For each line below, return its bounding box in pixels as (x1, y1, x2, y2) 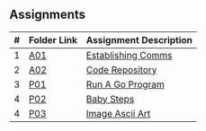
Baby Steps (85, 92, 135, 105)
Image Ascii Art (85, 107, 151, 119)
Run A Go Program (85, 78, 165, 91)
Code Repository (85, 63, 157, 75)
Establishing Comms (85, 48, 173, 61)
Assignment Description (85, 33, 193, 46)
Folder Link (28, 33, 78, 46)
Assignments (9, 7, 86, 22)
